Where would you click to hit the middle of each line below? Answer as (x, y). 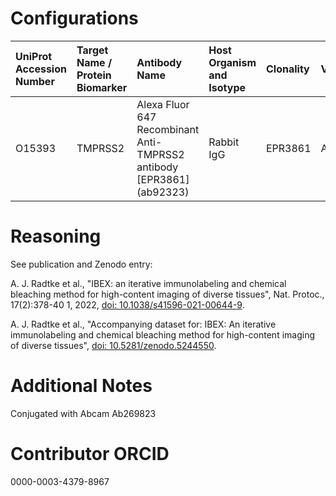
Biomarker (102, 87)
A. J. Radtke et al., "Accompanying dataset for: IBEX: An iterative (143, 324)
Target (92, 50)
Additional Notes (81, 386)
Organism (232, 62)
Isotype (227, 87)
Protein (94, 75)
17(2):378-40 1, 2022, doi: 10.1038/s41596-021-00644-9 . (127, 304)
